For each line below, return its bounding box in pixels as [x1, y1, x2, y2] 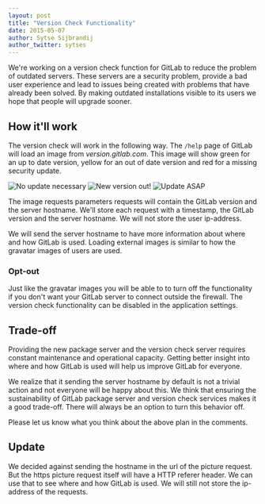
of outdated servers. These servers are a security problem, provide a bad [8, 71, 248, 81]
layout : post [8, 11, 51, 20]
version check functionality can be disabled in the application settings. [8, 301, 239, 310]
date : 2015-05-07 [8, 26, 66, 34]
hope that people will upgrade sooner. [8, 97, 132, 106]
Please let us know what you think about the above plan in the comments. [8, 417, 248, 427]
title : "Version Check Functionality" [8, 19, 136, 27]
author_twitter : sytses [8, 41, 87, 49]
